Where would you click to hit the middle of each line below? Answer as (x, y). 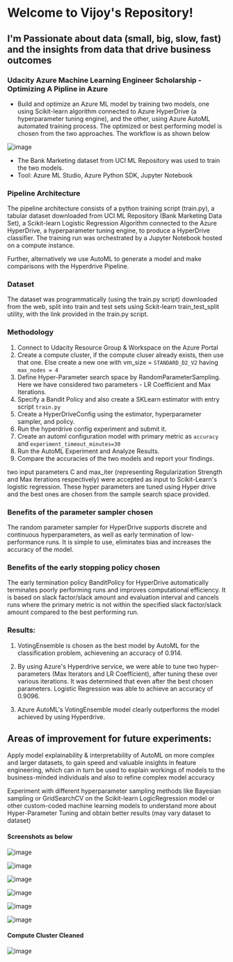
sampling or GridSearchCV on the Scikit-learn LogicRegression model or (111, 798)
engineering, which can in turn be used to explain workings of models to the (116, 770)
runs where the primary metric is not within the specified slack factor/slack (114, 605)
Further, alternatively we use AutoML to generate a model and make (104, 259)
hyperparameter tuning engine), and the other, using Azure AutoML (114, 118)
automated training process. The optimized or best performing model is (120, 126)
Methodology (31, 332)
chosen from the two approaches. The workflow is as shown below (113, 133)
